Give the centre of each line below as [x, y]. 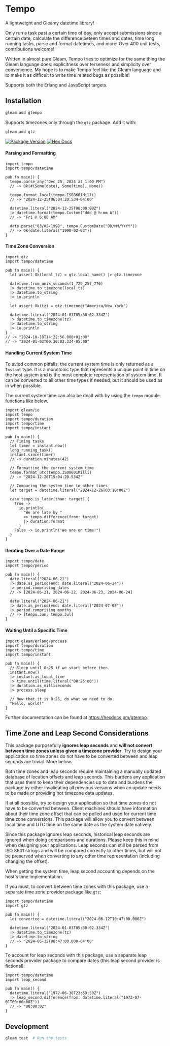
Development [27, 1026]
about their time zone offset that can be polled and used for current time [81, 814]
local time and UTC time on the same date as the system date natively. [79, 825]
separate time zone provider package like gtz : [53, 892]
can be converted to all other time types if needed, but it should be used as [84, 380]
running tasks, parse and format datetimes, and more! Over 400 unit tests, [83, 43]
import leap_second [26, 980]
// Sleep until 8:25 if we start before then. [60, 668]
